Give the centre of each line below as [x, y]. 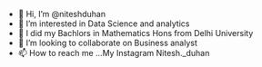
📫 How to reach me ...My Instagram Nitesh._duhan [114, 53]
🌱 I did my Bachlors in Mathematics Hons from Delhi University [136, 33]
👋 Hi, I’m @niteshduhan [62, 14]
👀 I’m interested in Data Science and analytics [104, 24]
